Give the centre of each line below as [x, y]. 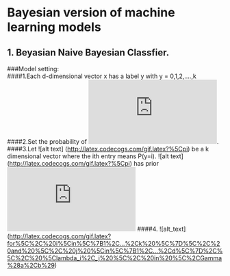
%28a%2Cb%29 [31, 265]
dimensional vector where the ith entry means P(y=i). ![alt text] [95, 156]
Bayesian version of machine [91, 13]
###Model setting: [33, 69]
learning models [54, 27]
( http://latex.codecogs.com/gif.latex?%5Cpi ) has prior [83, 163]
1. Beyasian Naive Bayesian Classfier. [88, 52]
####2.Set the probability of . [113, 141]
